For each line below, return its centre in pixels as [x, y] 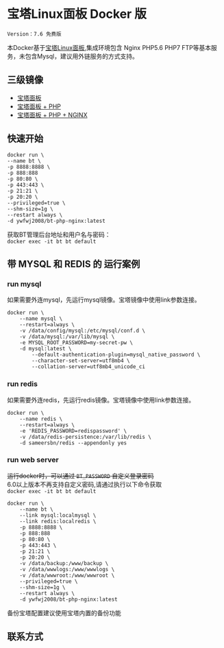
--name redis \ [41, 419]
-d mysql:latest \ [46, 349]
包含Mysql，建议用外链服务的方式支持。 [82, 56]
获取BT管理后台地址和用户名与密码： [59, 235]
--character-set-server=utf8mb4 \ [81, 361]
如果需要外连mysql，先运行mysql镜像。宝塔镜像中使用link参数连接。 [104, 300]
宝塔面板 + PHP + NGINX [52, 115]
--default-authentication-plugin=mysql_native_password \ [116, 355]
